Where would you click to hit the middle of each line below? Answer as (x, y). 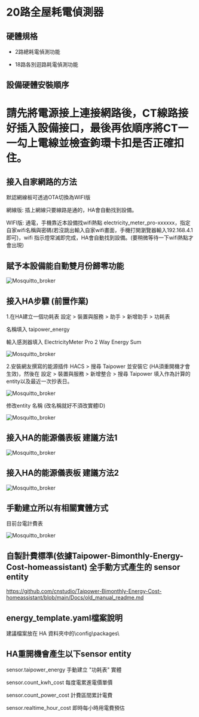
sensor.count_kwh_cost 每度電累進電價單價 (59, 682)
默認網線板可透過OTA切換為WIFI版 (48, 198)
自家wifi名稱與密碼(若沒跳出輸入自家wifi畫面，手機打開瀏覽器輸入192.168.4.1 (99, 230)
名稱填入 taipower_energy (38, 329)
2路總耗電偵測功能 (38, 52)
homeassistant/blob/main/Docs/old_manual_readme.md (75, 598)
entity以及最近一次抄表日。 (39, 381)
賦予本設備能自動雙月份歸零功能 (65, 266)
